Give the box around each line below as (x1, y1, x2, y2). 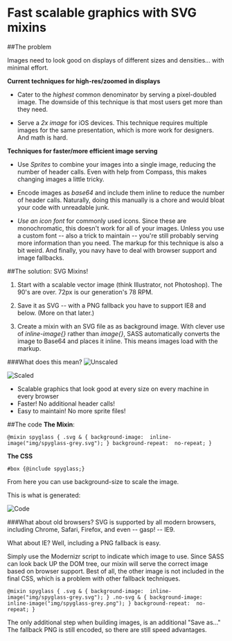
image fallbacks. (17, 253, 64, 262)
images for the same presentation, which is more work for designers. (17, 126, 215, 134)
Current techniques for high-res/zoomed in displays (7, 76, 161, 85)
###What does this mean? (7, 358, 82, 366)
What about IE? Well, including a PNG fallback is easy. (7, 538, 161, 547)
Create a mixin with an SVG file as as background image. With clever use (17, 322, 225, 331)
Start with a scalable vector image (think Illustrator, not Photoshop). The (17, 280, 223, 289)
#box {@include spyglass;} (7, 465, 85, 472)
